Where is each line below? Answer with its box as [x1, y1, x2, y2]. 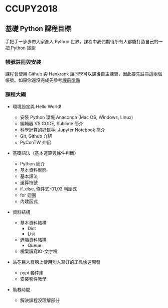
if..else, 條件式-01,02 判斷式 [20, 185, 77, 191]
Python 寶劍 [11, 45, 36, 51]
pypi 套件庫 [20, 269, 44, 275]
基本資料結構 [20, 220, 47, 226]
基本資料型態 [20, 167, 47, 173]
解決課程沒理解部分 [20, 297, 60, 303]
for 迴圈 [20, 192, 36, 198]
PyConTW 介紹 [20, 139, 51, 145]
